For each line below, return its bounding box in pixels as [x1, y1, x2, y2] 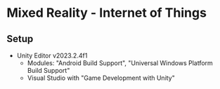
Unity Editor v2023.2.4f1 [16, 51, 88, 60]
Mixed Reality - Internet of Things [6, 5, 207, 21]
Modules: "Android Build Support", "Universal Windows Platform [27, 59, 214, 67]
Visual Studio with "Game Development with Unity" [27, 74, 175, 82]
